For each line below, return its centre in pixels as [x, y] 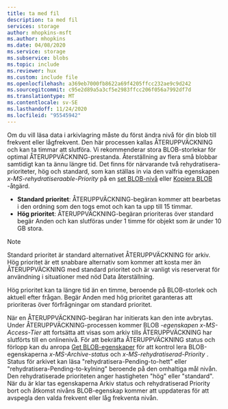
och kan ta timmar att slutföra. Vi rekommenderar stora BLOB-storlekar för [112, 149]
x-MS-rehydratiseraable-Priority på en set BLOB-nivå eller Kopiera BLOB [110, 178]
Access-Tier [24, 332]
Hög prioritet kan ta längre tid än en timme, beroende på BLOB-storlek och [112, 290]
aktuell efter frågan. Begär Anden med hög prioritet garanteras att [100, 297]
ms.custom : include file [42, 77]
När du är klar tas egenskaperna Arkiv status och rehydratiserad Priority [109, 383]
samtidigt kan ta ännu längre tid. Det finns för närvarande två [93, 164]
